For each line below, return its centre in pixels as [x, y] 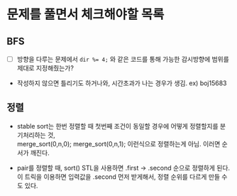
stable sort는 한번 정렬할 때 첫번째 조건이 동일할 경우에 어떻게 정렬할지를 [117, 126]
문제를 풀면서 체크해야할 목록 [86, 15]
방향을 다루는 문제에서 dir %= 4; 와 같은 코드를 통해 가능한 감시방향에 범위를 [123, 59]
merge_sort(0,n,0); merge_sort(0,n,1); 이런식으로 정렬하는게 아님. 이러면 [118, 143]
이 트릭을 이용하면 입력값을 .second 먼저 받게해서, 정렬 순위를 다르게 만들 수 [122, 176]
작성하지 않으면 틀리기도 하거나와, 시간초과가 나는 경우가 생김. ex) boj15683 [122, 83]
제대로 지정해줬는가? [45, 68]
